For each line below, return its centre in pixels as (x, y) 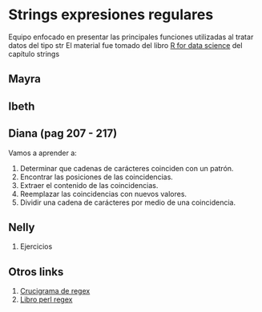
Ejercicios (36, 246)
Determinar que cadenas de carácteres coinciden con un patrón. (127, 168)
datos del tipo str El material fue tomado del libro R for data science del (125, 45)
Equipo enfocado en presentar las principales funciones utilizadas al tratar (131, 37)
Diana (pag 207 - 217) (63, 134)
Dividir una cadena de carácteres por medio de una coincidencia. (128, 202)
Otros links (36, 272)
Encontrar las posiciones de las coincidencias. (97, 177)
